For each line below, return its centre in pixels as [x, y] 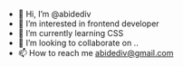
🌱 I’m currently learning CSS [71, 33]
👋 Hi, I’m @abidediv [54, 14]
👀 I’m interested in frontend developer [89, 24]
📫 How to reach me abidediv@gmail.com [96, 53]
